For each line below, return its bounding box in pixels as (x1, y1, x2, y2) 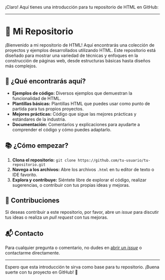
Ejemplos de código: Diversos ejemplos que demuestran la (12, 90, 133, 96)
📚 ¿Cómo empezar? (5, 142, 69, 150)
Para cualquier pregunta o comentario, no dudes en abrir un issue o (5, 245, 142, 251)
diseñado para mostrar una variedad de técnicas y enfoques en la (5, 52, 138, 58)
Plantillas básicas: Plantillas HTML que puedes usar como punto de (12, 101, 150, 106)
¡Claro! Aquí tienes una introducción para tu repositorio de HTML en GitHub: (5, 4, 159, 10)
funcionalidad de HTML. (12, 95, 61, 101)
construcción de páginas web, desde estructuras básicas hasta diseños (5, 57, 151, 63)
